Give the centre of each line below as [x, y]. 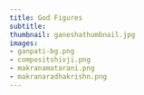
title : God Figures [46, 18]
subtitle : [28, 26]
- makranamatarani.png [52, 69]
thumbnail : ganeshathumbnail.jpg [72, 34]
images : [24, 43]
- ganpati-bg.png [42, 52]
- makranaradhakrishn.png [58, 77]
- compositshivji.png [50, 60]
